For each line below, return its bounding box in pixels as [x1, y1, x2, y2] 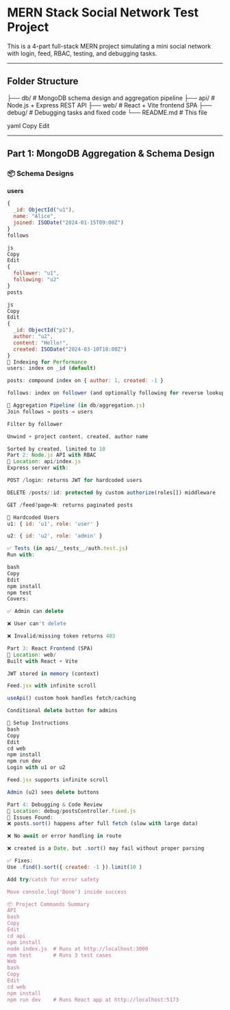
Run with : [7, 551, 36, 559]
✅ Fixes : [7, 857, 34, 864]
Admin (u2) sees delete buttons [7, 789, 99, 796]
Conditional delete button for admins [7, 707, 118, 714]
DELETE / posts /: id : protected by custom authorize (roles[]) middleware [7, 489, 216, 496]
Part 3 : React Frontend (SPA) [7, 645, 94, 652]
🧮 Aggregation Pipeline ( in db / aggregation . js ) [7, 402, 146, 409]
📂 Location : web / [7, 651, 57, 658]
